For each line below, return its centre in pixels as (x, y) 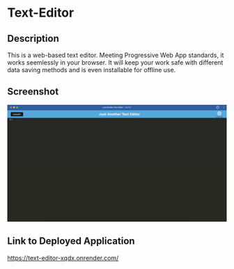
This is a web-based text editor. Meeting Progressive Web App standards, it (116, 55)
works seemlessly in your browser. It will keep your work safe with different (115, 63)
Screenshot (33, 92)
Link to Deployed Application (71, 241)
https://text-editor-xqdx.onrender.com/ (63, 258)
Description (33, 39)
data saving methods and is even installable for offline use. (92, 70)
